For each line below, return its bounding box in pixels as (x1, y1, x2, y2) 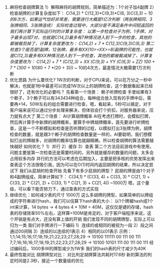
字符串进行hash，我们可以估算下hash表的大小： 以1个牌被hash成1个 (18, 198, 154, 204)
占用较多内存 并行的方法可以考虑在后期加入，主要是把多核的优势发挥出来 (9, 156, 155, 161)
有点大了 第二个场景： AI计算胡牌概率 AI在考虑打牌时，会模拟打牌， (18, 113, 153, 119)
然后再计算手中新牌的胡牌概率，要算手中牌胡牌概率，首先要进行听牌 (9, 119, 145, 125)
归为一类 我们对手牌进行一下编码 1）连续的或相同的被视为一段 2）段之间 (9, 222, 153, 228)
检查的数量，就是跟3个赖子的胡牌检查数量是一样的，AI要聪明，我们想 (9, 131, 148, 137)
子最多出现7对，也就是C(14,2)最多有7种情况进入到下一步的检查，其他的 (9, 34, 152, 40)
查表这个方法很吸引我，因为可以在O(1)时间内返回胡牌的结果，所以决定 (9, 162, 149, 167)
